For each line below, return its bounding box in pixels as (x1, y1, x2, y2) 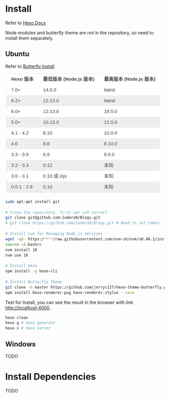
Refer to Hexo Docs (5, 20, 46, 26)
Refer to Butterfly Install (5, 63, 55, 69)
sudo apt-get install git (5, 199, 60, 204)
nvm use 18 (5, 252, 28, 258)
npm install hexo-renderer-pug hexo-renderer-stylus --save (5, 290, 135, 295)
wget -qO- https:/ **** (5, 236, 53, 241)
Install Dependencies (5, 371, 96, 383)
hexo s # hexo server (5, 325, 51, 331)
